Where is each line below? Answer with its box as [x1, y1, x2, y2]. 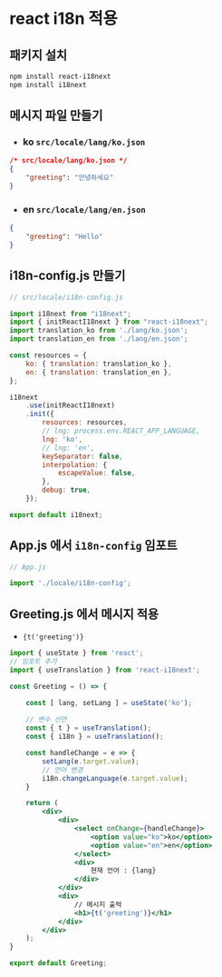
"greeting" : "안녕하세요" [25, 174, 114, 183]
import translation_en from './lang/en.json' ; [9, 334, 188, 344]
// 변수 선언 [25, 715, 68, 724]
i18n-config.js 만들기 [9, 268, 126, 284]
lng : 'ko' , [42, 434, 83, 444]
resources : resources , [42, 418, 128, 427]
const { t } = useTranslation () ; [25, 723, 152, 733]
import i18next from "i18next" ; [9, 309, 131, 318]
